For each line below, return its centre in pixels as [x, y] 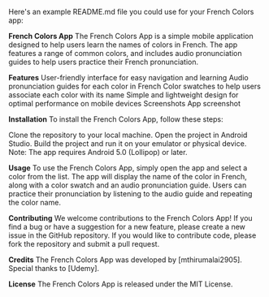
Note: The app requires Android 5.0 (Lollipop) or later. [98, 152]
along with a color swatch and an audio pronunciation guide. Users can [128, 185]
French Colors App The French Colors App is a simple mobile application [131, 36]
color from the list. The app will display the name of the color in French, [128, 176]
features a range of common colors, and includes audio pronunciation [125, 53]
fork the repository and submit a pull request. [84, 244]
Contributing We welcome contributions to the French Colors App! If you [131, 218]
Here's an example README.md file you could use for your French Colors [131, 12]
